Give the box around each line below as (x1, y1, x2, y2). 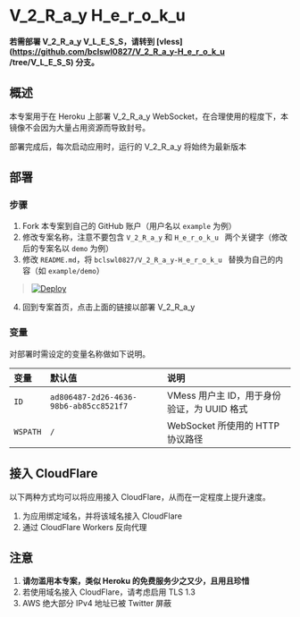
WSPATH (13, 427, 42, 436)
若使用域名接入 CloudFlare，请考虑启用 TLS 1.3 (21, 587, 196, 597)
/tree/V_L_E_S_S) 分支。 (9, 56, 100, 67)
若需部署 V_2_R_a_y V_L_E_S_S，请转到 (9, 36, 155, 46)
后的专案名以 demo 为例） (21, 243, 114, 254)
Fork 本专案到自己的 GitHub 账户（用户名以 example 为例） (21, 221, 237, 232)
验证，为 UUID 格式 (166, 402, 248, 415)
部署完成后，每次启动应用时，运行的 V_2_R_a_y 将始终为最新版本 (9, 140, 247, 152)
